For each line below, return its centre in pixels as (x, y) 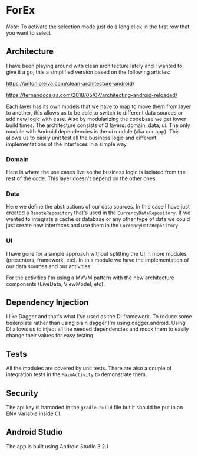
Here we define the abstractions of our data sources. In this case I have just (98, 207)
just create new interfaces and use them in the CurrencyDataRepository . (93, 226)
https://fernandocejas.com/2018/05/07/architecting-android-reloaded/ (92, 95)
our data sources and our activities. (49, 266)
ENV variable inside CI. (34, 413)
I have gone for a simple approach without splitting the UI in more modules (97, 253)
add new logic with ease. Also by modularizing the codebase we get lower (96, 119)
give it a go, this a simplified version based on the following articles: (88, 72)
